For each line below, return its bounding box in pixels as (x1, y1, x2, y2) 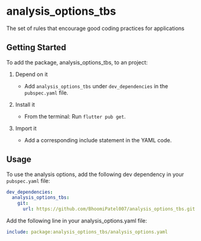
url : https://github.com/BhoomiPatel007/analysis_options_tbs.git (22, 206, 196, 212)
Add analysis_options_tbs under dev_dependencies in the (24, 82, 169, 90)
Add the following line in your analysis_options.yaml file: (6, 217, 147, 224)
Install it (15, 101, 35, 108)
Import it (15, 124, 37, 132)
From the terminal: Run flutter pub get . (24, 112, 126, 120)
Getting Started (6, 42, 67, 53)
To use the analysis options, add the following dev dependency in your (6, 170, 185, 178)
